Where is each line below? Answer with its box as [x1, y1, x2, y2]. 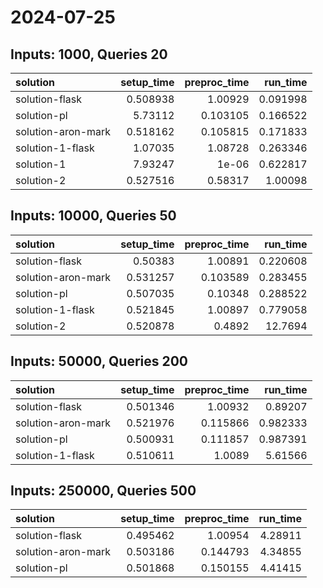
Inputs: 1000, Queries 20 [10, 46, 168, 63]
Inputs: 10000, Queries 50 [10, 207, 177, 225]
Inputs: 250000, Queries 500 [10, 482, 197, 500]
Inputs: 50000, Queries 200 [10, 353, 189, 370]
